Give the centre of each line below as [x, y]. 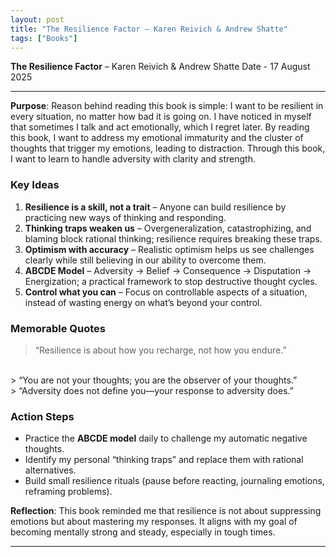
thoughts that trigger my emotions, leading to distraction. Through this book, [168, 148]
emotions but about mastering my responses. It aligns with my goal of [154, 522]
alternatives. [50, 470]
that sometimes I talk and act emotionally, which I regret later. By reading [160, 127]
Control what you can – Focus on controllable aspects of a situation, [166, 292]
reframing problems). [68, 492]
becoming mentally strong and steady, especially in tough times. [143, 532]
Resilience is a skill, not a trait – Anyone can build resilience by [155, 207]
